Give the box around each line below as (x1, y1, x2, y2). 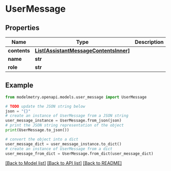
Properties (5, 23, 40, 32)
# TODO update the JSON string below (5, 104, 85, 109)
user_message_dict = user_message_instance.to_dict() (5, 141, 122, 146)
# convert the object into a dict (5, 136, 79, 142)
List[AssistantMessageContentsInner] (35, 47, 130, 54)
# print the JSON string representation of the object (5, 123, 124, 128)
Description (134, 39, 164, 45)
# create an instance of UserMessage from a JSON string (5, 113, 129, 118)
